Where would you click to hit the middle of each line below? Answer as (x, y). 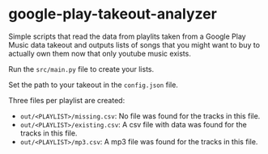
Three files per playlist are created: (67, 100)
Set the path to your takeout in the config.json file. (93, 85)
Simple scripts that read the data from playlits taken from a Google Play (127, 36)
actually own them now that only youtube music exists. (100, 53)
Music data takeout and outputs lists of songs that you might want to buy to (134, 44)
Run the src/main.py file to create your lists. (81, 69)
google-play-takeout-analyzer (113, 14)
